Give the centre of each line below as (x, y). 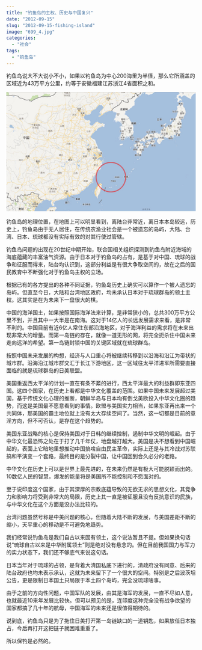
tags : (13, 51)
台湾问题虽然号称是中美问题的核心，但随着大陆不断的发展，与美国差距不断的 (101, 517)
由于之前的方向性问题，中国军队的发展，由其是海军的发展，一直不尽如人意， (101, 593)
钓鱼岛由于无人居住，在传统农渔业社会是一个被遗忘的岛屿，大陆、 (103, 229)
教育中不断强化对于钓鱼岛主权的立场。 (59, 272)
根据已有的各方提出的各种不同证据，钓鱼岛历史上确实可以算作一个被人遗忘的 (101, 284)
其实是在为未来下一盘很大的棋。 (61, 299)
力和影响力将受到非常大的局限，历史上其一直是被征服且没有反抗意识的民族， (101, 497)
